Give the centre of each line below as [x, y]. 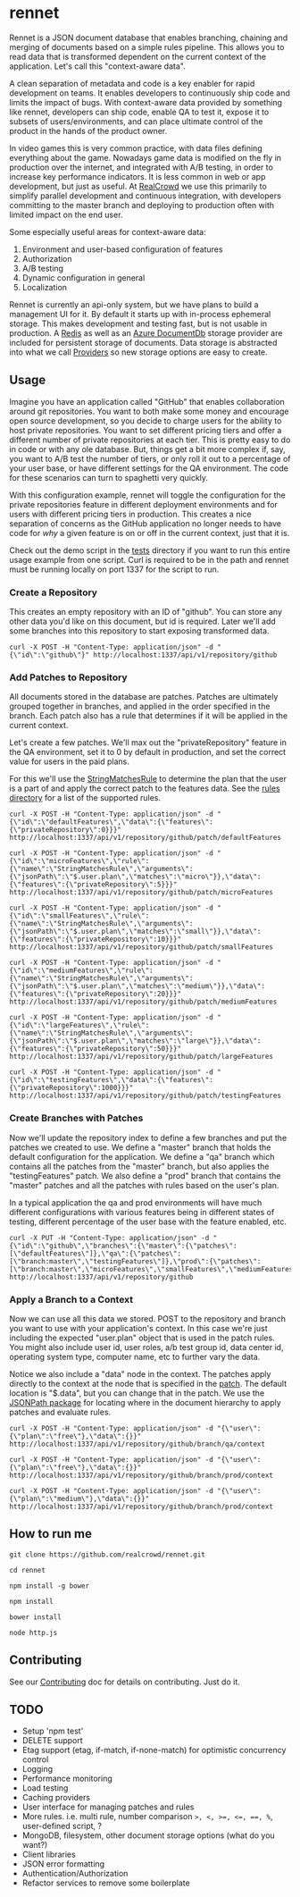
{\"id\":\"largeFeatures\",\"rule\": [79, 1026]
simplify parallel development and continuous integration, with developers [145, 196]
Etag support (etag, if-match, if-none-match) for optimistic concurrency [154, 1750]
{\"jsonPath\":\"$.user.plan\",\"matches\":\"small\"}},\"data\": [135, 932]
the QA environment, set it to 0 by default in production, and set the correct [148, 752]
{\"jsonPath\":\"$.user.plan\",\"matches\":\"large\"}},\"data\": [135, 1041]
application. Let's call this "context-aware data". [97, 66]
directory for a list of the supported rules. [85, 798]
